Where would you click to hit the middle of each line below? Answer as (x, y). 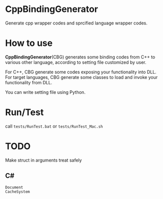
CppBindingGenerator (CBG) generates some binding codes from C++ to (80, 57)
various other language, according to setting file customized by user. (76, 62)
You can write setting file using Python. (45, 92)
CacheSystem (17, 192)
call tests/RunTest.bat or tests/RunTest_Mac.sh (54, 126)
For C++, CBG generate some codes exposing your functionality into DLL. (81, 72)
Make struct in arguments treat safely (44, 160)
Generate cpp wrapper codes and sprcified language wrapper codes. (77, 23)
